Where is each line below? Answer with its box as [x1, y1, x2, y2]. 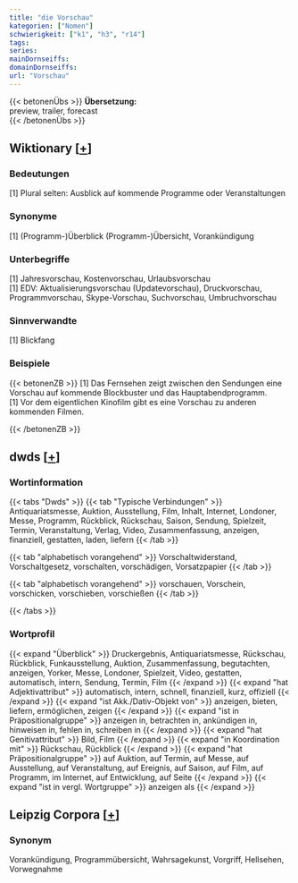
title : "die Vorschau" [9, 13, 94, 22]
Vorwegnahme [9, 864, 63, 875]
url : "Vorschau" [9, 72, 70, 81]
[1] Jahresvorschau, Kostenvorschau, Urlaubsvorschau [9, 274, 211, 284]
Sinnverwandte [9, 314, 78, 327]
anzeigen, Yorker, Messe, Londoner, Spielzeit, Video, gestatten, [9, 667, 243, 678]
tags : [9, 38, 29, 47]
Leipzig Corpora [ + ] [9, 807, 120, 822]
